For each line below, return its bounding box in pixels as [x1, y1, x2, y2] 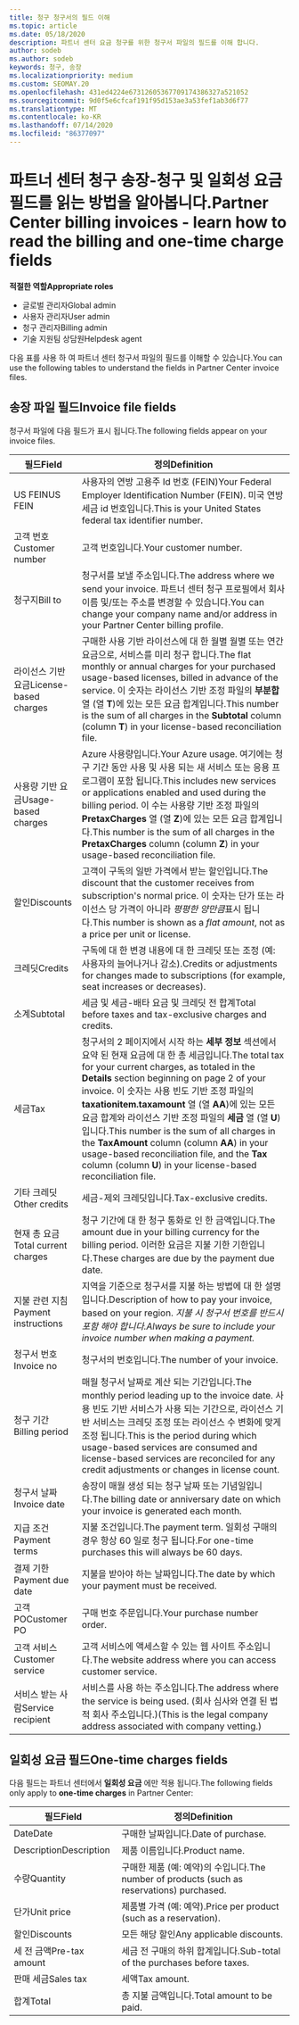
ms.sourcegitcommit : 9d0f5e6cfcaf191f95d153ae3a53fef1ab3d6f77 [9, 95, 249, 105]
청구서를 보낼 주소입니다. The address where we [81, 568, 275, 581]
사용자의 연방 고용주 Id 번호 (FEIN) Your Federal [81, 475, 271, 487]
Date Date [13, 1827, 53, 1839]
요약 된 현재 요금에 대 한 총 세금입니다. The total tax [81, 1049, 285, 1061]
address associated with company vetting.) [81, 1720, 263, 1732]
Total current [13, 1239, 68, 1251]
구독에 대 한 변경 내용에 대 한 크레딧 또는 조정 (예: [81, 943, 276, 956]
